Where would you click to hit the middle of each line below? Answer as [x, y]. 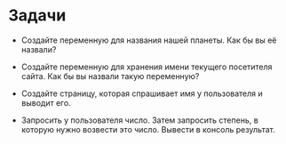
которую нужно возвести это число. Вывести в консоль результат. [148, 129]
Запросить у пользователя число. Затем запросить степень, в [139, 120]
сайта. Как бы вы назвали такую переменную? [110, 76]
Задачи [37, 16]
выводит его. [46, 102]
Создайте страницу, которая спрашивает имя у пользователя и [142, 93]
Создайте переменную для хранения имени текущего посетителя [147, 67]
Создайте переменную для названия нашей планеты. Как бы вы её [149, 40]
